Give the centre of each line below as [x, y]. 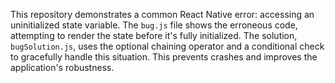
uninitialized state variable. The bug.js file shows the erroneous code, [154, 25]
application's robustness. [62, 67]
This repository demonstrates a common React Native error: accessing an [162, 14]
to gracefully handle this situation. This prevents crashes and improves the [164, 57]
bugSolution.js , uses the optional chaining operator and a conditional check [167, 46]
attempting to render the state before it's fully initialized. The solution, [154, 35]
